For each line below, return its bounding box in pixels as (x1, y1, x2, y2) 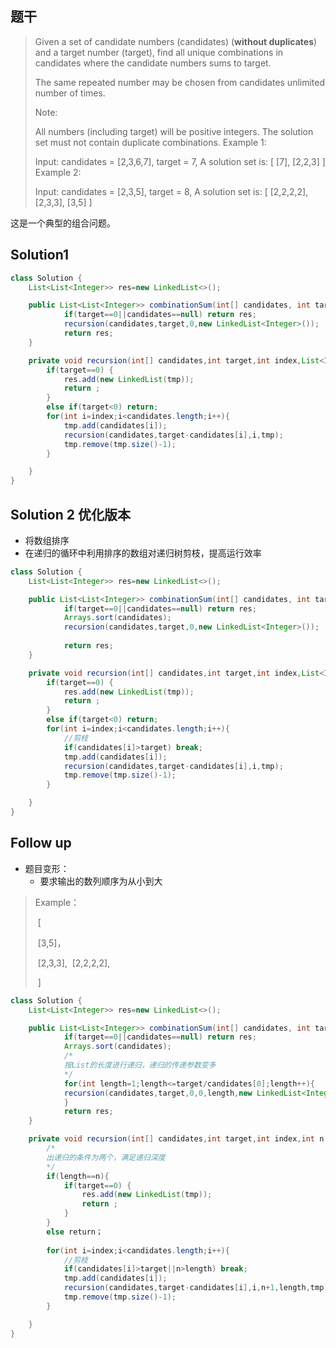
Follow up (10, 835, 72, 852)
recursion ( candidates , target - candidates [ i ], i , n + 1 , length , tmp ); (63, 1283, 333, 1293)
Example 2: (34, 166, 82, 178)
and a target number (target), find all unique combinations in (34, 46, 284, 58)
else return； (46, 1227, 103, 1237)
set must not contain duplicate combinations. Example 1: (34, 136, 267, 148)
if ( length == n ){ (46, 1171, 110, 1181)
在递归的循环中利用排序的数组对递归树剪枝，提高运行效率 (24, 547, 262, 559)
